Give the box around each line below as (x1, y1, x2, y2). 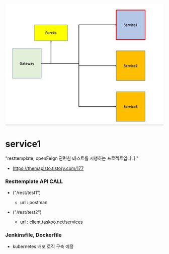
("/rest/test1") (12, 189, 41, 196)
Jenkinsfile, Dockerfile (5, 231, 62, 238)
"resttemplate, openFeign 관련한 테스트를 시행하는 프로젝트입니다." (5, 155, 139, 161)
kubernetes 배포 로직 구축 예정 (12, 243, 74, 249)
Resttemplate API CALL (5, 178, 63, 185)
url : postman (20, 199, 48, 205)
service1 (5, 138, 41, 150)
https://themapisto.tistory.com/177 (12, 165, 84, 171)
